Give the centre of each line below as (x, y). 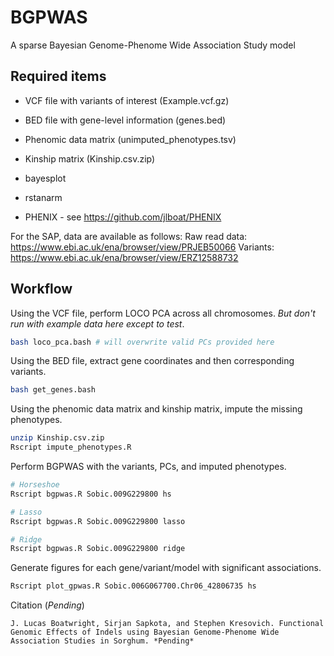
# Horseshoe (35, 485)
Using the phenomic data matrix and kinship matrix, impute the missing (156, 409)
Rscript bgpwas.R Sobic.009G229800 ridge (98, 549)
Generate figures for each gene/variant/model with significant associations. (166, 568)
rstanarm (43, 197)
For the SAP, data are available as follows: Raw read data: (129, 236)
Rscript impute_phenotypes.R (71, 447)
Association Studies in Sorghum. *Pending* (102, 641)
